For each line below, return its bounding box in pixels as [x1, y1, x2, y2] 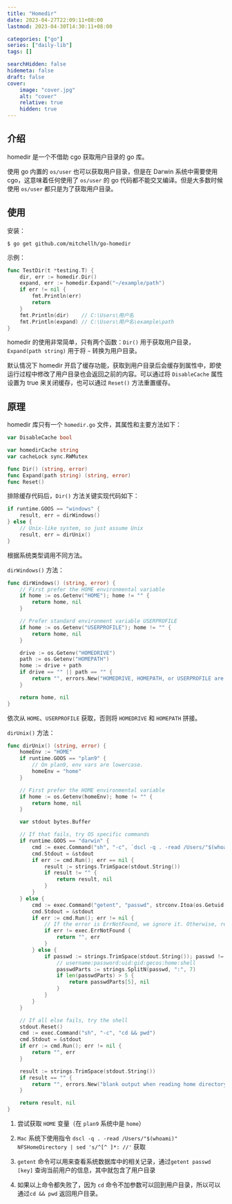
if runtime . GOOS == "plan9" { [19, 755, 107, 762]
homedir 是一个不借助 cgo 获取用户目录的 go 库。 [7, 153, 148, 161]
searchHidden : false [7, 61, 67, 68]
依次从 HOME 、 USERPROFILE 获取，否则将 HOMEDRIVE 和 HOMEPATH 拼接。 [7, 714, 202, 722]
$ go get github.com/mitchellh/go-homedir [7, 240, 131, 247]
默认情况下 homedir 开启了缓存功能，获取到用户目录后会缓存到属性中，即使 [7, 361, 222, 370]
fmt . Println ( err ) [32, 293, 81, 300]
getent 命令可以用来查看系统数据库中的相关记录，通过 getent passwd [17, 1158, 211, 1166]
